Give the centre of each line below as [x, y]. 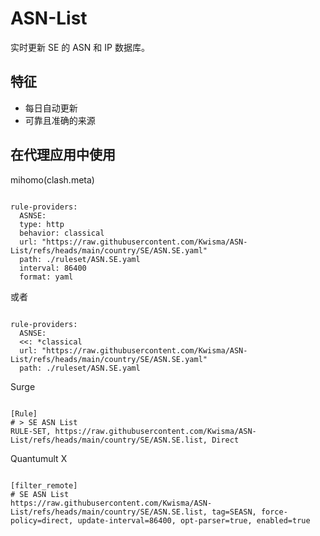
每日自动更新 [51, 108]
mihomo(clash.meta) [52, 179]
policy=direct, [42, 520]
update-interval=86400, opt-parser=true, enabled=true [194, 520]
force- [274, 512]
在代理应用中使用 [63, 155]
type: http [42, 224]
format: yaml [46, 277]
